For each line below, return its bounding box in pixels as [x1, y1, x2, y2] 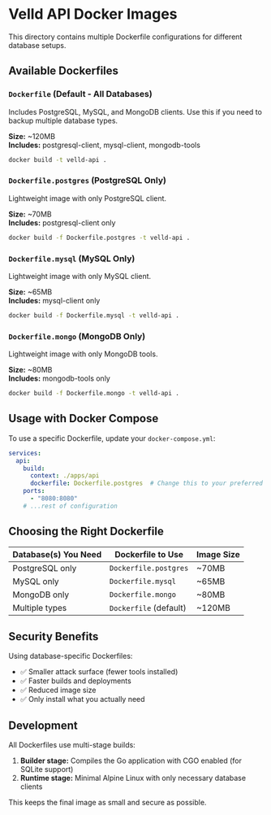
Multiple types [12, 602, 67, 613]
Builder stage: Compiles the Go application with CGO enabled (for [19, 756, 242, 765]
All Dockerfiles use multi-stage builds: [8, 740, 135, 750]
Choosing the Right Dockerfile [8, 525, 164, 538]
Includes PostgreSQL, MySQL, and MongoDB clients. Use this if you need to [8, 107, 262, 116]
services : [8, 449, 42, 457]
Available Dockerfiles [8, 64, 119, 78]
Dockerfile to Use [114, 548, 184, 560]
